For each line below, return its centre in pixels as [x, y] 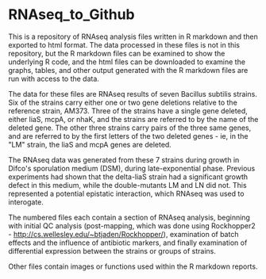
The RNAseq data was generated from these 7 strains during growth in [124, 159]
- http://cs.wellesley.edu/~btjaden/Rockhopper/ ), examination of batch [123, 234]
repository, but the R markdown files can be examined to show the [117, 53]
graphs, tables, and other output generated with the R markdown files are [128, 70]
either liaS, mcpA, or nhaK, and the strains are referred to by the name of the [133, 119]
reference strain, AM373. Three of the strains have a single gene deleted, [128, 111]
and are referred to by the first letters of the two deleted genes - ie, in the [128, 136]
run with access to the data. [54, 78]
